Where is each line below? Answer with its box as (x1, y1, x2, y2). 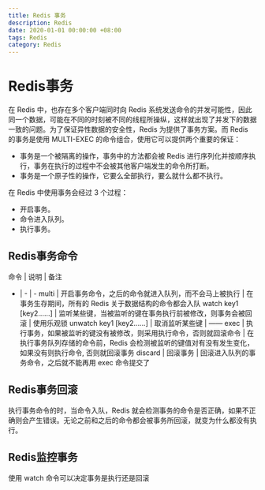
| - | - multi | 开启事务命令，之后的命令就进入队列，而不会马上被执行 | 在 (19, 289, 254, 298)
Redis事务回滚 (8, 383, 78, 397)
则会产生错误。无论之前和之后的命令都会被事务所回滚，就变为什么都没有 (14, 415, 250, 425)
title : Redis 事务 (8, 11, 66, 20)
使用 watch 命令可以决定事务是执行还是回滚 (8, 473, 150, 482)
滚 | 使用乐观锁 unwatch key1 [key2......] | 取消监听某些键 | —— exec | (19, 318, 244, 327)
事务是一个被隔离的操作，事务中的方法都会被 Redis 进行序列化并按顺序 (19, 151, 249, 161)
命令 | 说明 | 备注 (8, 271, 63, 281)
